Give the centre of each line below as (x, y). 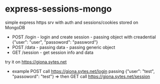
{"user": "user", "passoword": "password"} (55, 42)
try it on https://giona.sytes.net (36, 62)
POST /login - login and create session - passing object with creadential (84, 37)
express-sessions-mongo (58, 9)
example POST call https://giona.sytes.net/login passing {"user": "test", (83, 71)
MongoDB (15, 27)
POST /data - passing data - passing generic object (64, 47)
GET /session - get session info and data (53, 52)
